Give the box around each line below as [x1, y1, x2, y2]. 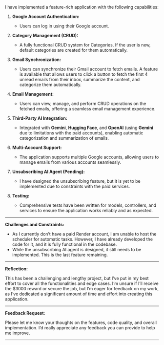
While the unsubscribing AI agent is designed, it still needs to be [12, 247, 142, 252]
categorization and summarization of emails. [19, 135, 109, 141]
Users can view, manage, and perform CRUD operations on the [19, 101, 146, 107]
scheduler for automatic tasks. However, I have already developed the [12, 237, 153, 242]
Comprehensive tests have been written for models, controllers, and [19, 202, 157, 208]
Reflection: [5, 266, 28, 272]
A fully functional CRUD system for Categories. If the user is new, [19, 42, 151, 48]
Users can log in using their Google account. [19, 23, 109, 29]
